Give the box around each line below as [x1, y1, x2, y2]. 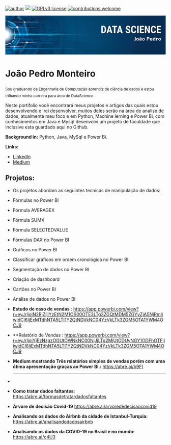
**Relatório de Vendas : [12, 332, 64, 338]
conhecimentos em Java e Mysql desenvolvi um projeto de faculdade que [5, 119, 160, 124]
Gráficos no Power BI [12, 246, 58, 252]
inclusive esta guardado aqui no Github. [5, 124, 89, 130]
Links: [5, 144, 19, 150]
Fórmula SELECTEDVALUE [12, 227, 69, 233]
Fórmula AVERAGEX [12, 207, 55, 213]
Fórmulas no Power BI [12, 197, 59, 203]
